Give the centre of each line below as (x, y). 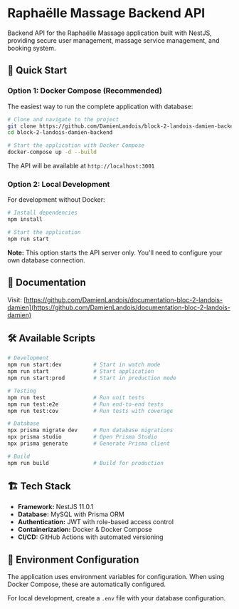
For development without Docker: (56, 200)
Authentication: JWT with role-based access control (96, 522)
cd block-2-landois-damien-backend (60, 133)
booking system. (32, 48)
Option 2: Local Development (59, 184)
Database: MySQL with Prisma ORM (71, 514)
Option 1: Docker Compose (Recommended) (85, 91)
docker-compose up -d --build (52, 152)
